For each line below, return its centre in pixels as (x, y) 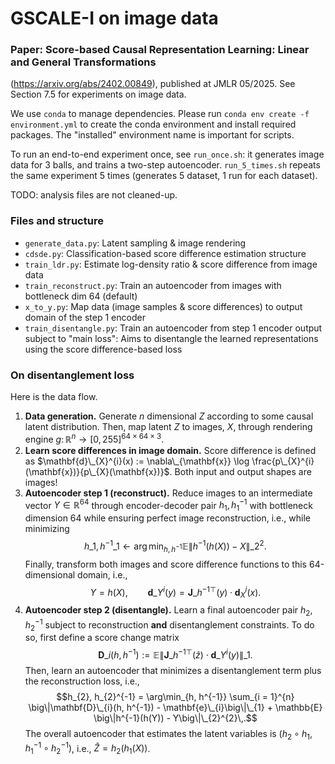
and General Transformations (83, 62)
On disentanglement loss (72, 375)
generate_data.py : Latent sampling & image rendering (135, 243)
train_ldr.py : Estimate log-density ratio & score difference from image (171, 264)
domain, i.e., (102, 574)
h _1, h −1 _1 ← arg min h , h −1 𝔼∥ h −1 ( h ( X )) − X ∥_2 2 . (175, 546)
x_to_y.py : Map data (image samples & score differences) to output (163, 306)
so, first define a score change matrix (102, 638)
